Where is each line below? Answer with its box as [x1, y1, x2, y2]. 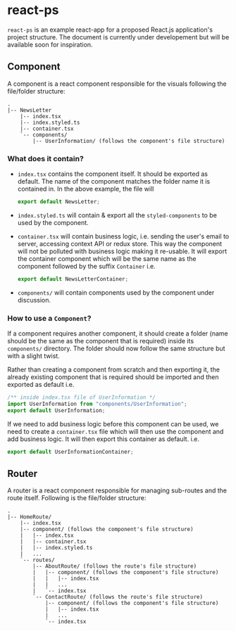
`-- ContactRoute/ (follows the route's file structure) [32, 594, 203, 601]
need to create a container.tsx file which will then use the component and [7, 427, 224, 435]
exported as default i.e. [7, 381, 75, 389]
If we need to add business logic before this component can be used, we [7, 419, 219, 428]
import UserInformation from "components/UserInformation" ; [7, 400, 188, 407]
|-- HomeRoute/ [7, 514, 52, 521]
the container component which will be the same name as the [17, 254, 197, 262]
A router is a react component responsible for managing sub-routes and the [7, 486, 228, 495]
